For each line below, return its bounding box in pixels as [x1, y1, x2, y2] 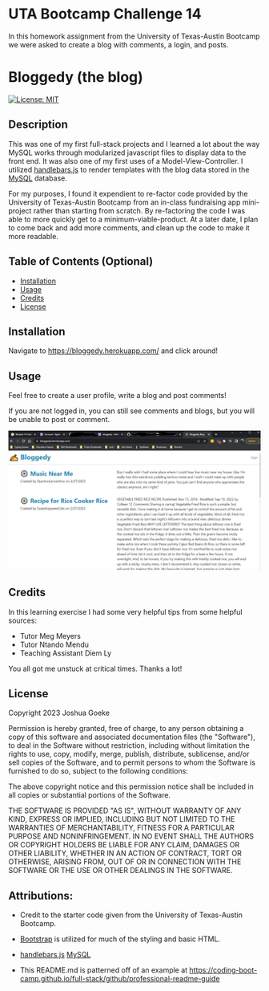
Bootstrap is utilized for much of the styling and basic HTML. [19, 934, 221, 944]
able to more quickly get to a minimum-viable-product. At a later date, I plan [8, 214, 259, 224]
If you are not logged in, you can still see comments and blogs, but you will [8, 406, 255, 416]
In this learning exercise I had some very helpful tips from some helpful [8, 607, 243, 616]
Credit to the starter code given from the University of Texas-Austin [19, 910, 243, 920]
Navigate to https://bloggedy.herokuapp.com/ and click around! [8, 346, 219, 355]
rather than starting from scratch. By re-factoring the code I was [33, 205, 246, 215]
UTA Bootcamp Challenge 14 [8, 5, 202, 23]
